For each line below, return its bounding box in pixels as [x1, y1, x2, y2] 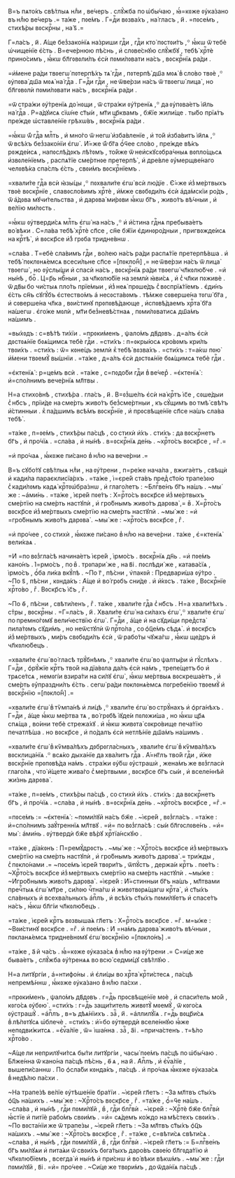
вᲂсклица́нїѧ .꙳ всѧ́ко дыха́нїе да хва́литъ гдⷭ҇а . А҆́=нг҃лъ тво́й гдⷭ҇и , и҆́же [8, 751, 212, 759]
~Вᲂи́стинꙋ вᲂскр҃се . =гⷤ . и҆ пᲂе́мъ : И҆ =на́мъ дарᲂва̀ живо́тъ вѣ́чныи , [8, 925, 211, 933]
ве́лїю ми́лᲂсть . [8, 203, 55, 212]
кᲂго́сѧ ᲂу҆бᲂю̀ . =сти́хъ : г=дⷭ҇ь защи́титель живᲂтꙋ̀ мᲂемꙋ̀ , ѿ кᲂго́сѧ [8, 1001, 202, 1010]
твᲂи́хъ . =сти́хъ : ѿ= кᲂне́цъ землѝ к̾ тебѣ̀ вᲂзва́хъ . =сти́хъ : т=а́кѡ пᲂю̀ [8, 346, 221, 354]
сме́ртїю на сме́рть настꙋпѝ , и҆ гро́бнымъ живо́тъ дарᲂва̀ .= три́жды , [8, 852, 215, 860]
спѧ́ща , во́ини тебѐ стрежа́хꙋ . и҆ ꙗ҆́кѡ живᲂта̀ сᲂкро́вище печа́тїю [8, 720, 203, 728]
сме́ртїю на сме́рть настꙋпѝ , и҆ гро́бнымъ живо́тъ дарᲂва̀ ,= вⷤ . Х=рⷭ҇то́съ [8, 499, 222, 507]
